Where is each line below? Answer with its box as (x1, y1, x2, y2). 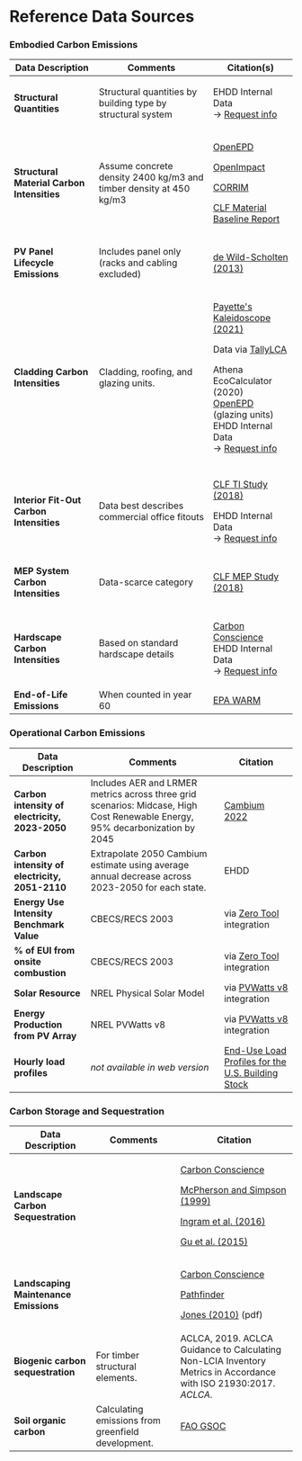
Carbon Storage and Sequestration (9, 1105, 164, 1117)
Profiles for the (224, 1055, 287, 1068)
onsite (13, 955, 42, 968)
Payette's (212, 300, 253, 313)
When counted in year (98, 688, 192, 701)
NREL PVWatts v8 (90, 1018, 166, 1031)
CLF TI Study (212, 479, 268, 491)
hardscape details (98, 648, 174, 660)
